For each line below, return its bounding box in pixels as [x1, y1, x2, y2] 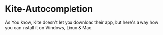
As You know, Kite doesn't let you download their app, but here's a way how [5, 19, 159, 25]
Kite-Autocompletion [5, 3, 93, 15]
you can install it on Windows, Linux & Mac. [5, 24, 93, 30]
